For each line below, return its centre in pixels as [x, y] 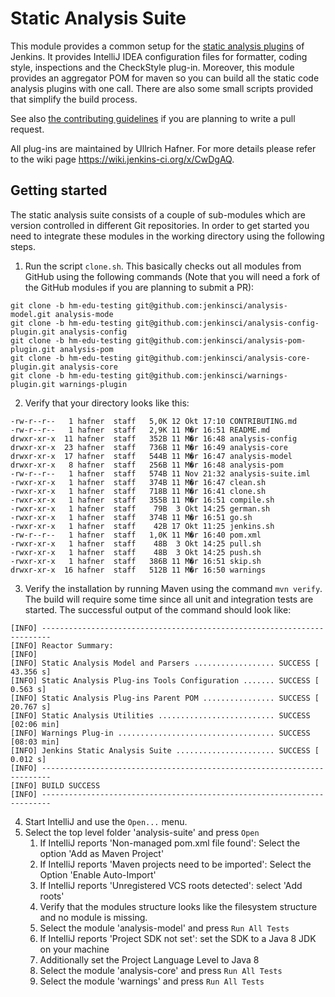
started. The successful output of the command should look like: [158, 609]
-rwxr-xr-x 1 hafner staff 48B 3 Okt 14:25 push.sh [136, 552]
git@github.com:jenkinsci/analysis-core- [223, 358]
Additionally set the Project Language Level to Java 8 [149, 959]
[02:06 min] [35, 724]
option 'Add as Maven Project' [102, 853]
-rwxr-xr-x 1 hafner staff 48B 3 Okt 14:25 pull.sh [136, 543]
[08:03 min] [35, 742]
